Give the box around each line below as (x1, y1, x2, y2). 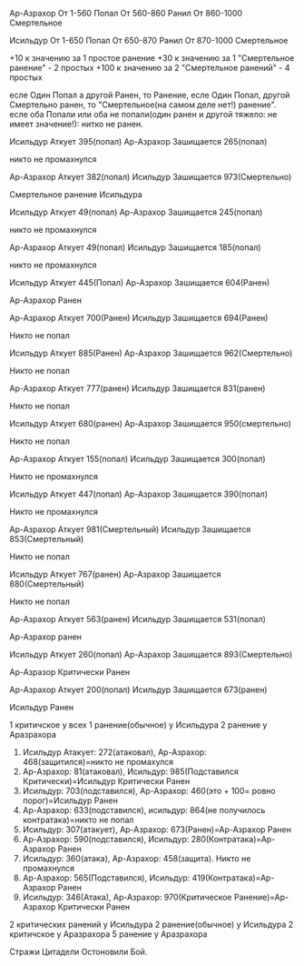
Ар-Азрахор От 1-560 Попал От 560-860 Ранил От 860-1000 (9, 8, 243, 18)
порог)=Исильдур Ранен (22, 795, 118, 806)
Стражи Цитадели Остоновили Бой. (9, 946, 148, 957)
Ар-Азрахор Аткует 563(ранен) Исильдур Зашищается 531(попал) (9, 614, 266, 624)
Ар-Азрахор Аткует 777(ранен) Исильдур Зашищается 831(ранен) (9, 383, 266, 394)
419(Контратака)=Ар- (191, 872, 275, 883)
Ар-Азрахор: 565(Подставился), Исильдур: (22, 872, 191, 883)
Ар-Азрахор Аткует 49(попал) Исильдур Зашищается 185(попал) (9, 242, 261, 253)
